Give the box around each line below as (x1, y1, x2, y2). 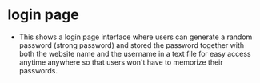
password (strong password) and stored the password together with (18, 40, 245, 49)
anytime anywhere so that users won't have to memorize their (18, 57, 223, 67)
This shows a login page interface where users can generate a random (18, 32, 253, 41)
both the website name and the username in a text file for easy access (18, 49, 251, 58)
